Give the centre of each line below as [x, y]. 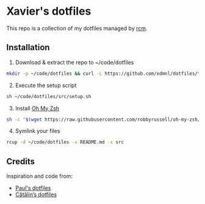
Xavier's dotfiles [49, 11]
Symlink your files [38, 131]
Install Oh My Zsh [37, 108]
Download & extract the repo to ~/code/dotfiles [74, 62]
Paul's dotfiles [33, 188]
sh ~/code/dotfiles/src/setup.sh [49, 96]
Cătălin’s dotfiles [36, 195]
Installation [28, 47]
